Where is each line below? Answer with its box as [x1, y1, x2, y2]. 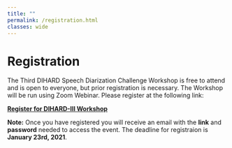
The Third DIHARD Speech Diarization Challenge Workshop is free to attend [7, 76, 226, 84]
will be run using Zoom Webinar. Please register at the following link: [7, 91, 204, 100]
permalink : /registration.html [7, 17, 99, 24]
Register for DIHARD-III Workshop [7, 105, 108, 113]
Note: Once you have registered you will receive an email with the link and [7, 118, 222, 126]
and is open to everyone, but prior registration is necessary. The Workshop [7, 84, 224, 92]
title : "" [7, 10, 36, 17]
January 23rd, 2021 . [7, 133, 68, 142]
